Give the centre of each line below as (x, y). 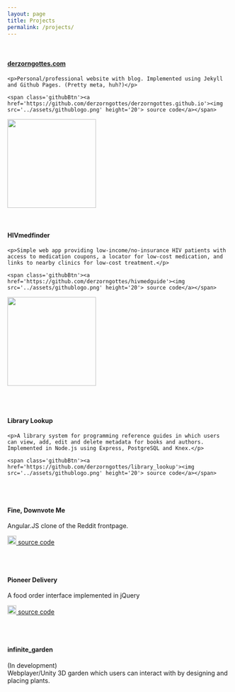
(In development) (33, 665)
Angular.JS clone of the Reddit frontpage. (68, 526)
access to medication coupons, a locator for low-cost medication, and (115, 256)
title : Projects (31, 21)
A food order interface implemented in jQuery (74, 595)
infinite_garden (30, 649)
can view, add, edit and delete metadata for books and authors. (105, 442)
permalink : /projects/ (41, 27)
